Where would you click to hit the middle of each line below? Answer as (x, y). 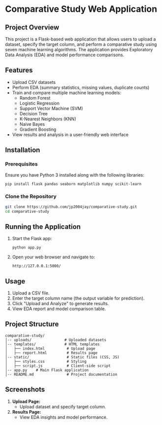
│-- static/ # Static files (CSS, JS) (62, 357)
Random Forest (35, 98)
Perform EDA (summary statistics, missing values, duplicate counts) (81, 87)
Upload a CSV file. (31, 293)
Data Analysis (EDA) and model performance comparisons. (65, 55)
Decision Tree (34, 113)
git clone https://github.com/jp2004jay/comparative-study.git (71, 207)
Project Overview (32, 27)
